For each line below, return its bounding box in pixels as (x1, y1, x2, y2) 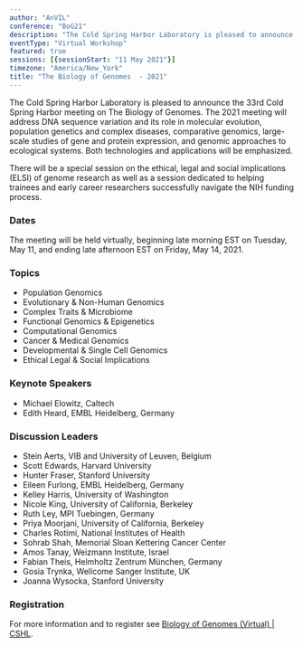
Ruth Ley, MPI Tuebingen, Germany (22, 508, 156, 519)
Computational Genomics (22, 326, 118, 337)
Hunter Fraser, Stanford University (22, 470, 151, 480)
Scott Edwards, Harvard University (22, 460, 152, 471)
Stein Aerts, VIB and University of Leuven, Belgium (22, 450, 212, 461)
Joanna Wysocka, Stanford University (22, 576, 165, 586)
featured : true (9, 47, 67, 56)
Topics (9, 266, 41, 279)
